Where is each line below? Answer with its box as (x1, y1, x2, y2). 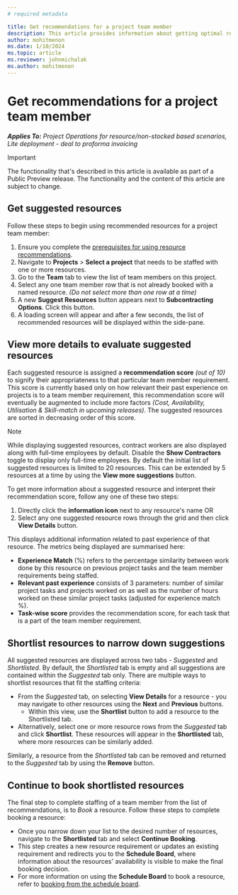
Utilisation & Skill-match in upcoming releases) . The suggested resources (7, 406, 223, 415)
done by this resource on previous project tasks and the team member (17, 564, 223, 572)
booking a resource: (7, 813, 66, 821)
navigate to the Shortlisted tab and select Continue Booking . (17, 834, 197, 843)
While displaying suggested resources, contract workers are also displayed (7, 441, 227, 450)
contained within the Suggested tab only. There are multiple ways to (7, 671, 206, 679)
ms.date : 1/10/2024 (7, 43, 65, 50)
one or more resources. (17, 265, 86, 274)
